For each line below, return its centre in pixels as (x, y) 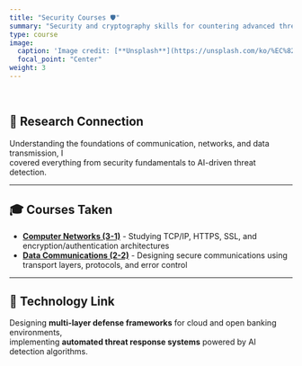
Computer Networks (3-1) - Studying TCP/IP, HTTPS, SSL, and (140, 236)
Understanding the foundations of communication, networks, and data (139, 143)
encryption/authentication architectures (96, 245)
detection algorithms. (49, 352)
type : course (34, 34)
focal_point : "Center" (60, 59)
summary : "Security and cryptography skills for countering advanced (142, 26)
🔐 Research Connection (76, 122)
